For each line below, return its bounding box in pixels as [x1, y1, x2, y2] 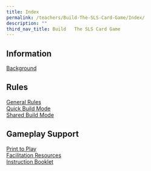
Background [6, 65, 37, 72]
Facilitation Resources [6, 152, 62, 159]
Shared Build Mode [6, 111, 55, 119]
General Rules [6, 98, 41, 105]
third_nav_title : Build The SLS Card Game [6, 26, 121, 32]
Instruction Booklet [6, 158, 53, 165]
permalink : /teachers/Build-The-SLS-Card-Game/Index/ [6, 15, 146, 21]
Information [6, 48, 52, 58]
